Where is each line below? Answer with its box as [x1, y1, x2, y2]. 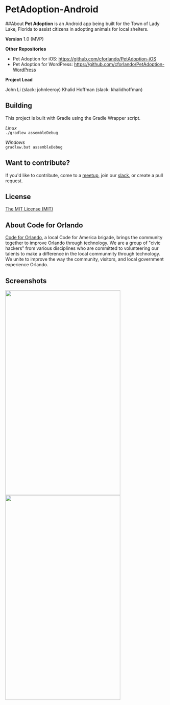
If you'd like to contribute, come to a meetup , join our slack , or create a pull [5, 172, 163, 178]
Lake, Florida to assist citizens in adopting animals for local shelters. [5, 26, 149, 32]
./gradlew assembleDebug [5, 130, 58, 135]
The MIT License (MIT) [5, 206, 54, 212]
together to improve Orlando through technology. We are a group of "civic [5, 240, 161, 246]
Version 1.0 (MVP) [5, 36, 44, 42]
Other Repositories [5, 46, 46, 52]
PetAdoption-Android [5, 4, 99, 15]
